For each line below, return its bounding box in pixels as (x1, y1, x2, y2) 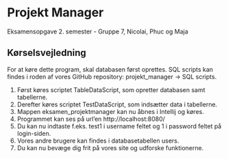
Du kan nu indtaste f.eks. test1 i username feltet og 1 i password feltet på (16, 121, 222, 130)
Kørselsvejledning (7, 47, 87, 59)
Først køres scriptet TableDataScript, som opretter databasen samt (16, 85, 205, 93)
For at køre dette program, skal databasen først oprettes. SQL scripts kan (7, 65, 214, 73)
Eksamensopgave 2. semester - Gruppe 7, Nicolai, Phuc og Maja (7, 27, 188, 35)
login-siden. (16, 129, 51, 137)
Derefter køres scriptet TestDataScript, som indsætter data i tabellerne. (16, 100, 218, 109)
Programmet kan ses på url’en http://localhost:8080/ (16, 115, 166, 123)
